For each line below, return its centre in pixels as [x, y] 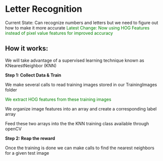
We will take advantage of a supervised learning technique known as [75, 60]
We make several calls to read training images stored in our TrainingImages [81, 84]
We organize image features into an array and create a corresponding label [81, 108]
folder [11, 90]
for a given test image [27, 153]
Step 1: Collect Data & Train [33, 75]
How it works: [27, 48]
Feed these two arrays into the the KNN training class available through [77, 123]
